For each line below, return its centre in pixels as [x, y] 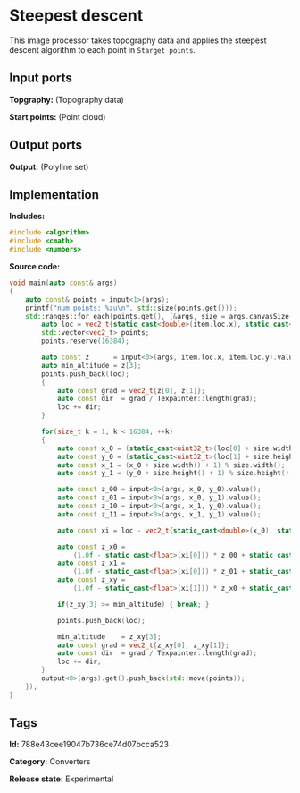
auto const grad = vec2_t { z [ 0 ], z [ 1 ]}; [131, 390]
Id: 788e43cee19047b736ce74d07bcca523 [89, 745]
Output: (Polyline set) [49, 166]
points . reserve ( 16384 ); [85, 341]
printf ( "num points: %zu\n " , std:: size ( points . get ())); [132, 308]
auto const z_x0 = [91, 547]
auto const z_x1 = [91, 563]
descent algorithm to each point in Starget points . [103, 49]
